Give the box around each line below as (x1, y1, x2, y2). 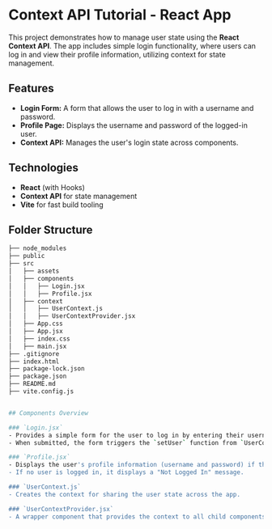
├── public (8, 252, 45, 260)
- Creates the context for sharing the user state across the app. (8, 490, 241, 498)
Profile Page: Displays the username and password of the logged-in (19, 120, 249, 130)
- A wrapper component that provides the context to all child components (8, 512, 266, 521)
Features (8, 82, 54, 95)
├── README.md (8, 380, 57, 388)
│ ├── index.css (8, 334, 70, 343)
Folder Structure (8, 222, 93, 236)
